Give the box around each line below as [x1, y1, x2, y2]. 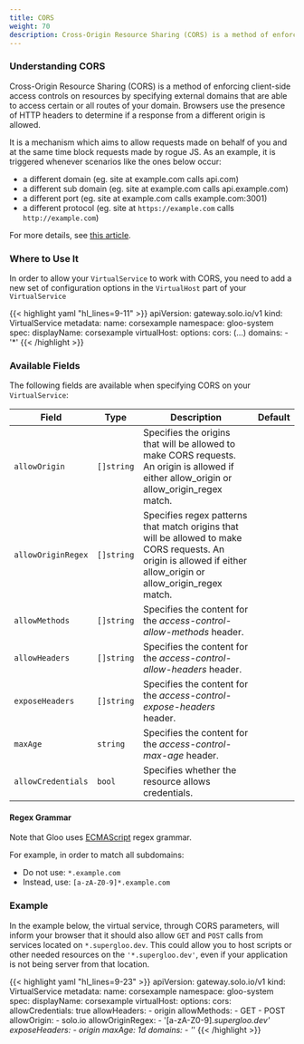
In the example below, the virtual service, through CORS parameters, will [9, 920, 280, 931]
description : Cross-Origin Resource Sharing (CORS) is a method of [9, 30, 270, 39]
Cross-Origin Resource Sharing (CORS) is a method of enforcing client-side [9, 81, 291, 92]
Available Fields [9, 359, 81, 372]
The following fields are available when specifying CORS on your [9, 380, 252, 391]
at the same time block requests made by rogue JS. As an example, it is [9, 146, 276, 157]
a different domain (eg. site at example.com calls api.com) [22, 173, 240, 184]
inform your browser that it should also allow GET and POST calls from [9, 930, 264, 941]
